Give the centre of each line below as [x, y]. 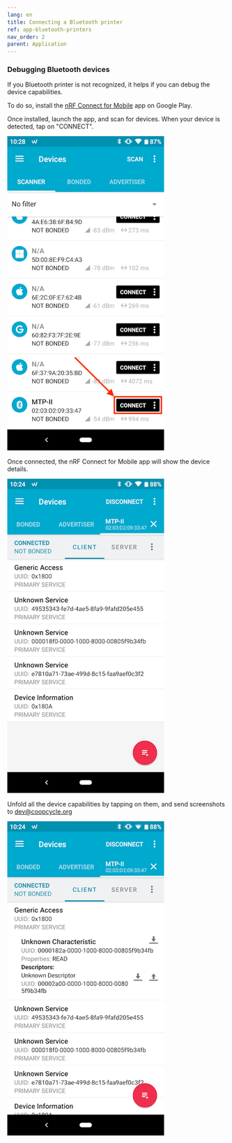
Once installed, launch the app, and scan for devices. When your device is [114, 119]
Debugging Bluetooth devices [59, 70]
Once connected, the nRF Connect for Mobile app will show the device [109, 462]
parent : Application [37, 44]
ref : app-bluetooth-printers [49, 29]
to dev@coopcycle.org [40, 812]
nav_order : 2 [26, 37]
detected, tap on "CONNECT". [51, 126]
